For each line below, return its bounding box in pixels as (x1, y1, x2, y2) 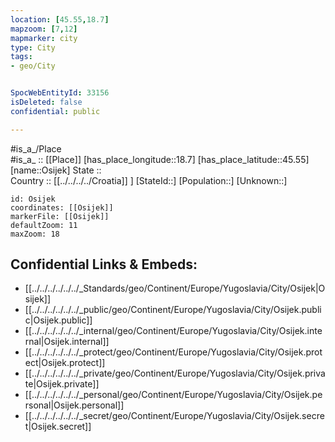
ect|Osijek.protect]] (24, 357, 106, 369)
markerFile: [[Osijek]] (10, 211, 110, 221)
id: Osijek (10, 194, 56, 204)
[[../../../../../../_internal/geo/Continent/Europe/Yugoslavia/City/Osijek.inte (24, 325, 323, 337)
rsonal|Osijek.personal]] (24, 399, 125, 411)
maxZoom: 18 (10, 229, 60, 239)
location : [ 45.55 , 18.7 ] (10, 14, 110, 25)
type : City (10, 42, 56, 53)
